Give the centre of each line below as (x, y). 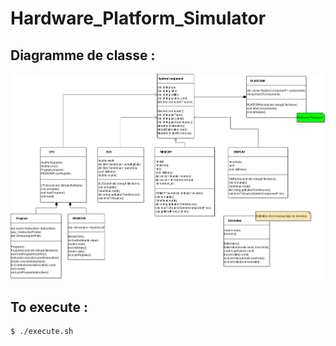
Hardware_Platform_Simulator (138, 18)
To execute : (49, 307)
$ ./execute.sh (42, 331)
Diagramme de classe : (83, 55)
